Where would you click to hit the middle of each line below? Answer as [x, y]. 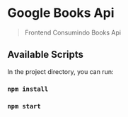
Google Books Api [61, 13]
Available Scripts [45, 55]
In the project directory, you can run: [60, 71]
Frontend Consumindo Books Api [73, 32]
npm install [28, 89]
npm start [24, 106]
